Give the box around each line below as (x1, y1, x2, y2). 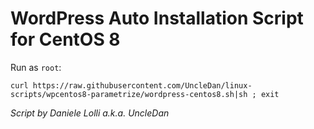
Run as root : (10, 61, 62, 73)
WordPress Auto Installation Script (10, 7, 304, 30)
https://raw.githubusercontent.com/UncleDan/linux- (32, 80, 253, 91)
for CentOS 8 (10, 28, 121, 51)
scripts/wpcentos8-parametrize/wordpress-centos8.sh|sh (10, 89, 248, 99)
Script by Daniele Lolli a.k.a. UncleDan (10, 107, 170, 119)
